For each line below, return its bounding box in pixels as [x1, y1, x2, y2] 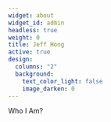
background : [15, 70, 55, 78]
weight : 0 [8, 33, 41, 42]
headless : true [8, 26, 58, 34]
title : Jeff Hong [8, 41, 65, 49]
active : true [8, 48, 51, 56]
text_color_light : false [22, 77, 103, 85]
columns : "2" [15, 63, 58, 71]
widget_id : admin [8, 19, 65, 27]
